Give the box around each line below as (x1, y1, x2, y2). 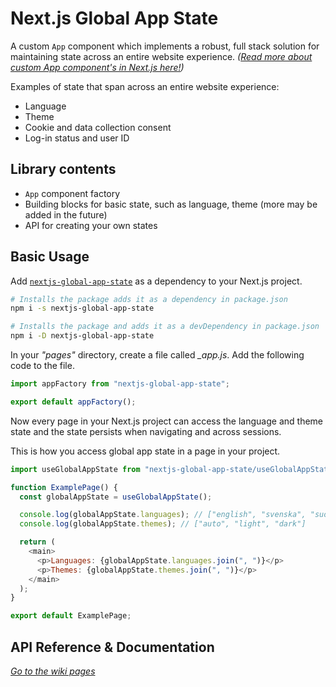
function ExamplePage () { (10, 482, 118, 492)
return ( (19, 537, 56, 547)
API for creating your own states (24, 219, 158, 231)
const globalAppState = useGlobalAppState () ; (19, 492, 213, 502)
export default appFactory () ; (10, 397, 137, 407)
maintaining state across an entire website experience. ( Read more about (10, 50, 313, 62)
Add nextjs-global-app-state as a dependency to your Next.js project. (10, 275, 303, 287)
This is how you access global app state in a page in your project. (10, 445, 281, 457)
